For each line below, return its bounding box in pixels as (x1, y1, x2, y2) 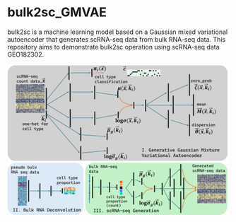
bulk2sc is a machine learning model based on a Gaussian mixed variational (7, 28, 228, 36)
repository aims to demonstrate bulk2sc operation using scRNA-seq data (7, 42, 220, 51)
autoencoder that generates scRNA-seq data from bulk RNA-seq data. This (7, 35, 226, 43)
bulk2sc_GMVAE (7, 4, 107, 21)
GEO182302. (7, 50, 45, 59)
